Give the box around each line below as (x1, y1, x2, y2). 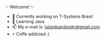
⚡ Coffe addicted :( (12, 31, 50, 37)
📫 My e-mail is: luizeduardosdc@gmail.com (12, 24, 100, 30)
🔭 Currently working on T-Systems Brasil (12, 14, 93, 19)
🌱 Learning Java (12, 19, 45, 24)
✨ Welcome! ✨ (5, 4, 35, 10)
